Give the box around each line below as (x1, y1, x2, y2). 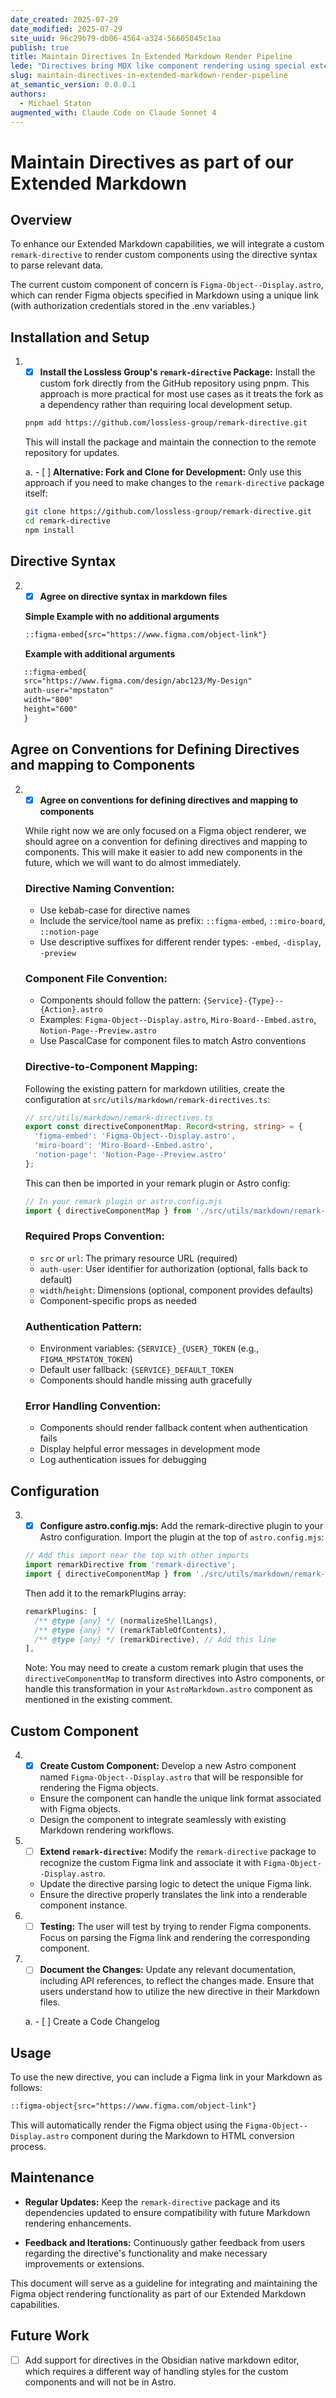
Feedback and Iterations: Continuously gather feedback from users (24, 2236, 306, 2248)
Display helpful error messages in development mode (39, 1443, 261, 1455)
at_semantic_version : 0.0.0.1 (10, 80, 137, 90)
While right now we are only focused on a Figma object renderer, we (24, 824, 307, 836)
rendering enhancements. (24, 2217, 132, 2229)
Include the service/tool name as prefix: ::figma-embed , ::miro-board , (39, 914, 326, 926)
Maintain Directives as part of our (10, 151, 294, 173)
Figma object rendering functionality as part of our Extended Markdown (10, 2287, 307, 2300)
